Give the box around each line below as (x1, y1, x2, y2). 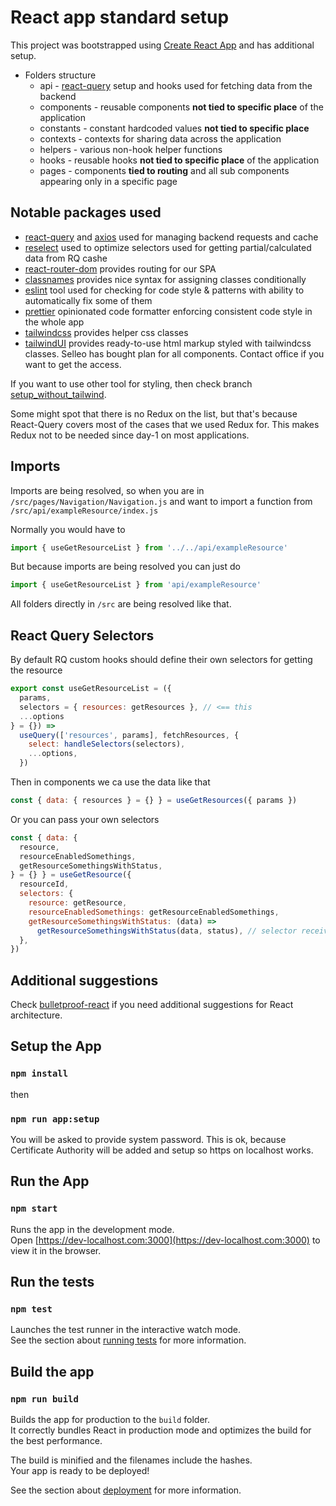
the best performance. (10, 1435, 103, 1447)
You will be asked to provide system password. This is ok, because (10, 1134, 287, 1146)
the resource (10, 664, 63, 676)
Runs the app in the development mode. (10, 1223, 175, 1235)
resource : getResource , (28, 898, 128, 908)
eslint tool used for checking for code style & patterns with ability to (24, 284, 305, 296)
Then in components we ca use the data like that (10, 776, 211, 788)
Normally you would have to (10, 523, 126, 535)
